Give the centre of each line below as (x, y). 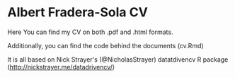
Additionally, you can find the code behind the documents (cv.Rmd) (105, 45)
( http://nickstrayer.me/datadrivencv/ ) (61, 67)
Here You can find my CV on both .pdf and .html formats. (90, 32)
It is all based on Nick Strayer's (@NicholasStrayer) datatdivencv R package (118, 59)
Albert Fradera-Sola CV (78, 12)
